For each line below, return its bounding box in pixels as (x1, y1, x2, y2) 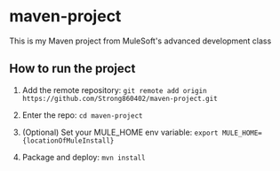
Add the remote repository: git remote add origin (21, 84, 207, 95)
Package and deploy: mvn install (21, 152, 146, 162)
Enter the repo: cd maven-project (21, 109, 143, 120)
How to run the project (9, 61, 136, 76)
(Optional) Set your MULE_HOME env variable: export (21, 127, 220, 137)
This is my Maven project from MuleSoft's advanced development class (9, 35, 272, 46)
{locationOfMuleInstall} (21, 136, 115, 145)
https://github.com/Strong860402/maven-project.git (21, 94, 218, 103)
